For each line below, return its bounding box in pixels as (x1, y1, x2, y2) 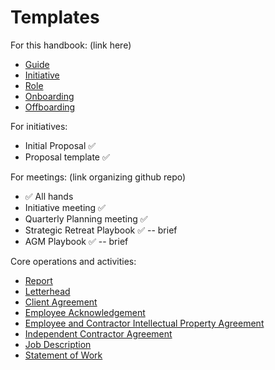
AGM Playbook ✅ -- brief (24, 235, 129, 247)
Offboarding (24, 101, 76, 113)
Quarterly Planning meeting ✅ (24, 212, 148, 225)
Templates (10, 6, 100, 29)
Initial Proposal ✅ (24, 139, 97, 151)
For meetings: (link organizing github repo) (10, 171, 187, 183)
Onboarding (24, 90, 75, 102)
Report (24, 274, 53, 286)
